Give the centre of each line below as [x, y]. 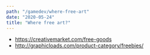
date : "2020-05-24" [30, 17]
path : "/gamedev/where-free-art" [48, 12]
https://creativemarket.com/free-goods [63, 40]
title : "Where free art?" [38, 22]
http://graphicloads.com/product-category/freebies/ [79, 46]
